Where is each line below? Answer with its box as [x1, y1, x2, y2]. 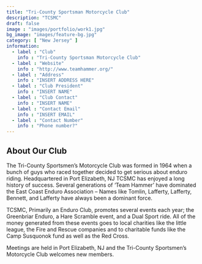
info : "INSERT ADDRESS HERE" [17, 77, 95, 83]
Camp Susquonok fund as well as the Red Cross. [6, 232, 130, 239]
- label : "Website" [12, 60, 64, 66]
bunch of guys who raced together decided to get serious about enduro [6, 168, 188, 175]
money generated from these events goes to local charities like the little [6, 219, 187, 227]
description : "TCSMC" [6, 15, 62, 21]
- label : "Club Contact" [12, 94, 78, 100]
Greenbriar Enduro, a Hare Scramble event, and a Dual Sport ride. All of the [6, 213, 196, 220]
